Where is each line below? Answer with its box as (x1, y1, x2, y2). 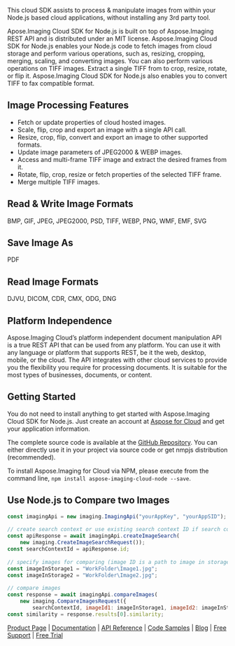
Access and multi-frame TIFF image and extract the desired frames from (17, 155, 227, 163)
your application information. (7, 424, 90, 433)
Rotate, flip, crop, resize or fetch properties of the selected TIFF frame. (17, 170, 222, 178)
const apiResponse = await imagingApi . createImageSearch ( (7, 532, 180, 539)
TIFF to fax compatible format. (7, 79, 95, 87)
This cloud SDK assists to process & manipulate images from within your (7, 6, 216, 14)
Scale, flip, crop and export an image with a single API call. (17, 126, 187, 134)
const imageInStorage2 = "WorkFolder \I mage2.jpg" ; (7, 572, 158, 579)
